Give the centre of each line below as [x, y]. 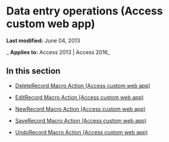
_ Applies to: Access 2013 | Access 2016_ [58, 52]
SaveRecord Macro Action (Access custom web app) [81, 120]
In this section [33, 71]
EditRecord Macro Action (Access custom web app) [79, 97]
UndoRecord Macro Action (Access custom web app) [81, 132]
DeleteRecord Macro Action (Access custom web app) [83, 85]
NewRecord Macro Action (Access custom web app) [80, 109]
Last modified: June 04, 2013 [43, 40]
